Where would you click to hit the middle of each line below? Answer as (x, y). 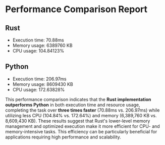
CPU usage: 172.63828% (39, 89)
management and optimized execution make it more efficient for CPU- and (82, 126)
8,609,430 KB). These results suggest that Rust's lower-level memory (78, 121)
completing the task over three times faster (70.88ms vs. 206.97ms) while (82, 110)
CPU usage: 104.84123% (38, 51)
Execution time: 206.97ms (39, 79)
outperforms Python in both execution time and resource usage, (73, 105)
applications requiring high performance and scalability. (63, 137)
